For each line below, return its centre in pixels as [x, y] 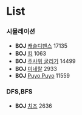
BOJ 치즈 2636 [34, 106]
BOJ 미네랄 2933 [36, 69]
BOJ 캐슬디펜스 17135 [41, 46]
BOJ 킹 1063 [31, 54]
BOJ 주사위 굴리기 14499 [45, 61]
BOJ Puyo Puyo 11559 [42, 76]
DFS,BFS [19, 92]
